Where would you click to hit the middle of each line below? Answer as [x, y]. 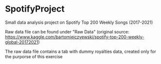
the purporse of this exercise [34, 56]
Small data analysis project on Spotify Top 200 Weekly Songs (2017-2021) [79, 22]
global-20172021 [22, 42]
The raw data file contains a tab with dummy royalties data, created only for [80, 51]
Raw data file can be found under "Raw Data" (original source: [67, 32]
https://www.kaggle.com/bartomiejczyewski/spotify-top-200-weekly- [75, 37]
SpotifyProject [35, 9]
